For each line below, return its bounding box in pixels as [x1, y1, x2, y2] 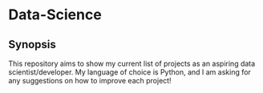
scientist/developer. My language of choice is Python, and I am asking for [8, 67, 251, 77]
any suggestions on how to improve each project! [8, 76, 172, 85]
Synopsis [8, 38, 56, 51]
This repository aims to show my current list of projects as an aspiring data [8, 59, 256, 68]
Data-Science [8, 6, 102, 24]
